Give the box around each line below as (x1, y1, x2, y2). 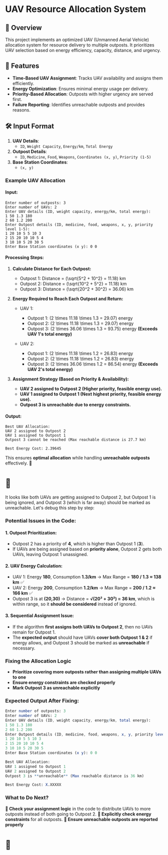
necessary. (12, 645, 35, 651)
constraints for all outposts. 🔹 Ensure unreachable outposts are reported (5, 816, 158, 822)
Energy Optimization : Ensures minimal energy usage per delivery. (12, 85, 149, 91)
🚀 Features (5, 61, 39, 70)
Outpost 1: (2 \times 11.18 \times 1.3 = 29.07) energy (27, 315, 133, 321)
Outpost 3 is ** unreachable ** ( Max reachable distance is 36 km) (5, 773, 144, 778)
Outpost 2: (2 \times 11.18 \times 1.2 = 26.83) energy (27, 355, 134, 361)
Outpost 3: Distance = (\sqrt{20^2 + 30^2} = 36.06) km (19, 286, 134, 292)
